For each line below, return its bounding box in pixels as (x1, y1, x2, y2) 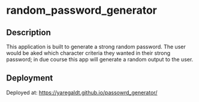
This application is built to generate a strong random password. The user (6, 43, 186, 50)
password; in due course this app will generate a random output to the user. (6, 56, 194, 63)
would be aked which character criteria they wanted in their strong (6, 50, 171, 57)
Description (6, 27, 51, 38)
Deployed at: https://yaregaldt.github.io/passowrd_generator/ (6, 89, 158, 96)
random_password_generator (6, 4, 158, 17)
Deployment (6, 73, 53, 84)
